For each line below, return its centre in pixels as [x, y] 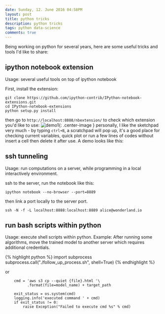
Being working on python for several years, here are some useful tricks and [82, 47]
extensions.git [21, 102]
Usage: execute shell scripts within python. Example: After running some [79, 237]
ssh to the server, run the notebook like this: [50, 183]
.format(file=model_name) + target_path [69, 285]
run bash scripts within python [53, 226]
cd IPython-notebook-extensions [38, 106]
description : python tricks [34, 23]
